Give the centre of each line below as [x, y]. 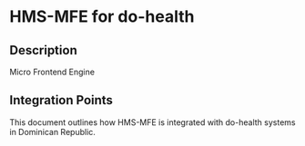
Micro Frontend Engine [52, 72]
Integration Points [61, 100]
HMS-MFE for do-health [102, 17]
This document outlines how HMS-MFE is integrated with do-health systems [152, 122]
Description [43, 50]
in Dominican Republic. [52, 131]
